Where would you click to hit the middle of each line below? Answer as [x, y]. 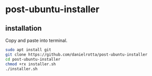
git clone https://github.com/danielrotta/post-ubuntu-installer [76, 55]
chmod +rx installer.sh [31, 64]
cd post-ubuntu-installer [33, 59]
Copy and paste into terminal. [36, 40]
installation [24, 28]
